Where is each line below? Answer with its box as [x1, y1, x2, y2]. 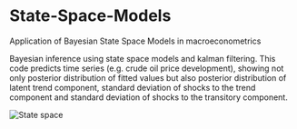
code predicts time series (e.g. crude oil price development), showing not [9, 63, 284, 74]
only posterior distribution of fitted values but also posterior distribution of [9, 72, 287, 83]
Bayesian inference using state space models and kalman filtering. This [9, 53, 276, 64]
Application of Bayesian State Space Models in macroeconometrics [9, 35, 262, 46]
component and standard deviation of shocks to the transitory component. [9, 92, 288, 103]
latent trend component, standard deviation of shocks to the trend [9, 82, 256, 93]
